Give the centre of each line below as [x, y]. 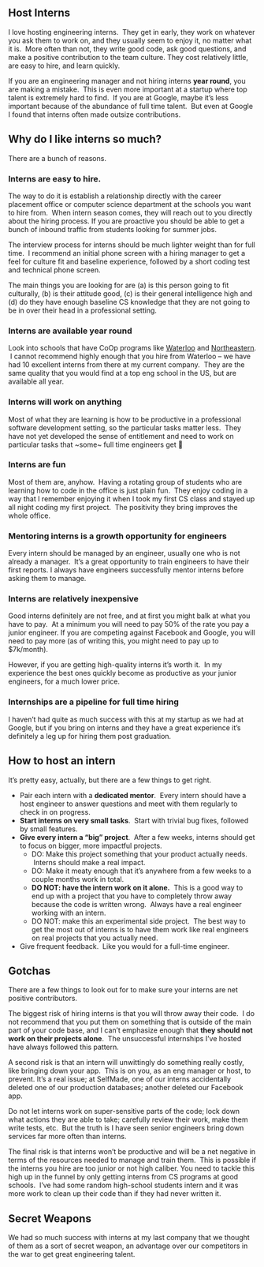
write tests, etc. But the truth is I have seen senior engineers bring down [126, 1128]
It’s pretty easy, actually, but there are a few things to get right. [110, 780]
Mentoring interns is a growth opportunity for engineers [117, 536]
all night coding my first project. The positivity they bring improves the [123, 507]
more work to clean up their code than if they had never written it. [115, 1194]
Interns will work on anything [65, 402]
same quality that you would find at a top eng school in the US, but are [122, 373]
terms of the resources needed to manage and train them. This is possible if [132, 1160]
